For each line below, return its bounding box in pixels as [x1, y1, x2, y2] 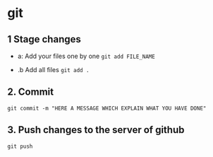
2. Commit [7, 86, 54, 98]
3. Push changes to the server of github [7, 124, 185, 136]
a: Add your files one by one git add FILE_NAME [17, 52, 155, 60]
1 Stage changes [7, 33, 81, 45]
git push [7, 143, 33, 150]
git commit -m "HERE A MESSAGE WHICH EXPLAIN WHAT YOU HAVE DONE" [7, 105, 207, 112]
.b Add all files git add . [17, 66, 90, 74]
